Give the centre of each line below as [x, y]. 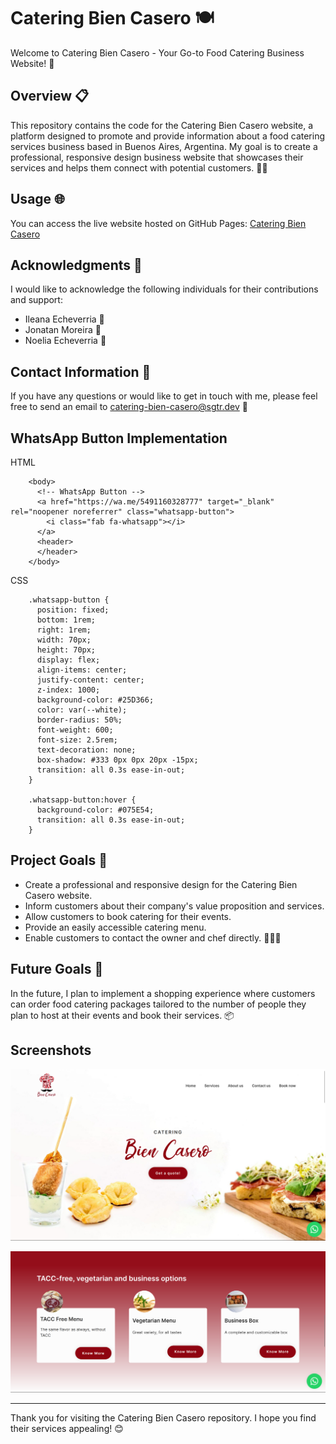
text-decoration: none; [86, 750]
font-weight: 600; [75, 730]
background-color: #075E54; [95, 810]
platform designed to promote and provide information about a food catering [168, 136]
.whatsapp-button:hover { [82, 800]
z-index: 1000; [68, 690]
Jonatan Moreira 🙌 [63, 330]
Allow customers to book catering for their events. [128, 916]
